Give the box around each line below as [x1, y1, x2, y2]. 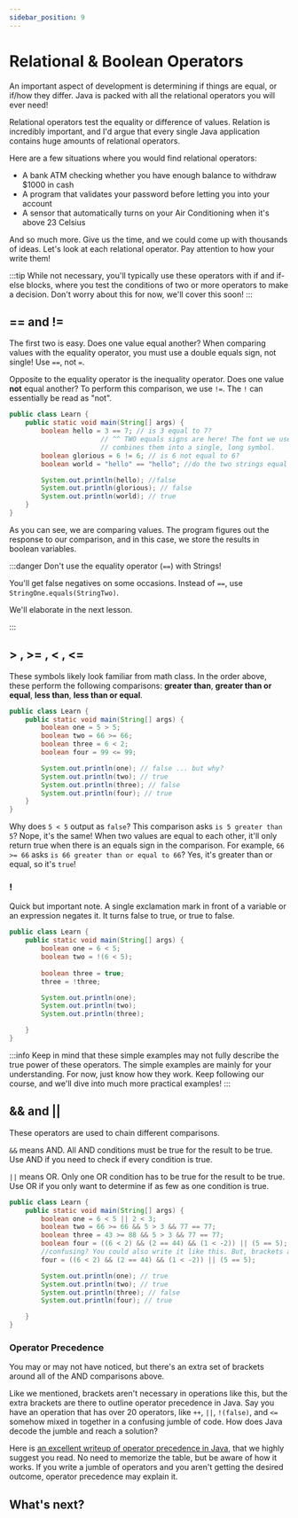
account [21, 198, 53, 208]
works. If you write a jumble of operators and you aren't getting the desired [9, 1462, 284, 1473]
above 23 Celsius [21, 216, 86, 227]
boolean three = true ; [41, 968, 125, 978]
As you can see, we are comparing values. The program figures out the [9, 524, 270, 535]
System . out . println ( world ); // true [41, 492, 176, 501]
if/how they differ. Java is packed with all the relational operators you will [9, 90, 276, 100]
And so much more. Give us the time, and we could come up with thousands [9, 234, 288, 245]
